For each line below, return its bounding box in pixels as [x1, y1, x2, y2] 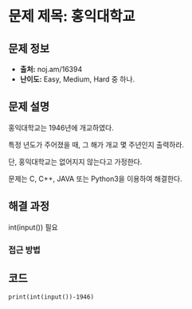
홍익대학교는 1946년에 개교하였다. [8, 122, 114, 132]
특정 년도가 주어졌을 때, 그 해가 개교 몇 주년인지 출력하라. [8, 139, 185, 149]
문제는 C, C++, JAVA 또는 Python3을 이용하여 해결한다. [8, 174, 182, 183]
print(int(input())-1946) [8, 293, 94, 301]
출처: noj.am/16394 [19, 65, 83, 74]
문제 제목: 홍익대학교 [8, 7, 135, 26]
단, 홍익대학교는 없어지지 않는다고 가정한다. [8, 157, 143, 167]
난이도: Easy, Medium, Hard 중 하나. [19, 74, 135, 84]
